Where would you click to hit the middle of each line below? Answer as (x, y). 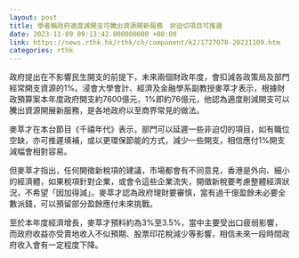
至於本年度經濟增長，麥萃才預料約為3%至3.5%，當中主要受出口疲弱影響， (146, 222)
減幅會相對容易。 (40, 151)
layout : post (33, 17)
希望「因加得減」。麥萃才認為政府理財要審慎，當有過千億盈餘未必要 (155, 193)
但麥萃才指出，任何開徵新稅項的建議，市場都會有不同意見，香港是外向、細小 (149, 171)
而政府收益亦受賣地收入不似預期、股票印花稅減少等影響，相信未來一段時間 (145, 234)
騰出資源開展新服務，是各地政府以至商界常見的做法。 (107, 110)
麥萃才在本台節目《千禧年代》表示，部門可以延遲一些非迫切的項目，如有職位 (149, 129)
